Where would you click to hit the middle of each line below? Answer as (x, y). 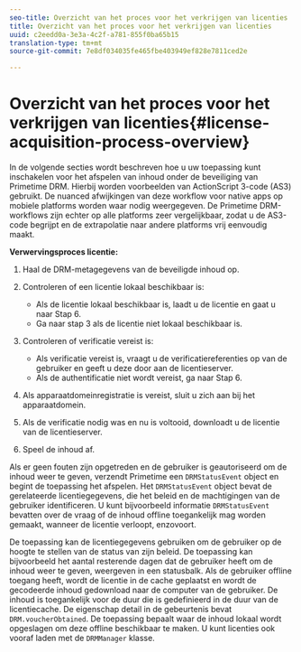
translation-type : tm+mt (56, 43)
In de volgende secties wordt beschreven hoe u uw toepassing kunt (135, 167)
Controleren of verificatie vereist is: (88, 341)
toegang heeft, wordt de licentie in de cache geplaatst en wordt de (133, 581)
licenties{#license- (197, 123)
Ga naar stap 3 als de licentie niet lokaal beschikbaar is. (139, 324)
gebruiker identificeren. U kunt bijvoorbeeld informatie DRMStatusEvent (140, 506)
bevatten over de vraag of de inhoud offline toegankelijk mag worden (137, 515)
